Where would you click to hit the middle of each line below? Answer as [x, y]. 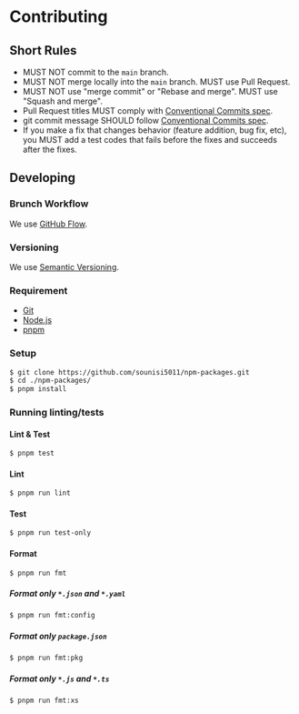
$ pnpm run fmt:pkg [46, 658]
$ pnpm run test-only [50, 533]
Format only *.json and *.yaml [68, 594]
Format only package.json [58, 636]
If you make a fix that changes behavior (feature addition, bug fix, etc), [154, 130]
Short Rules [43, 50]
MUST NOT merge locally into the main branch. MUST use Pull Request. [156, 82]
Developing [42, 178]
